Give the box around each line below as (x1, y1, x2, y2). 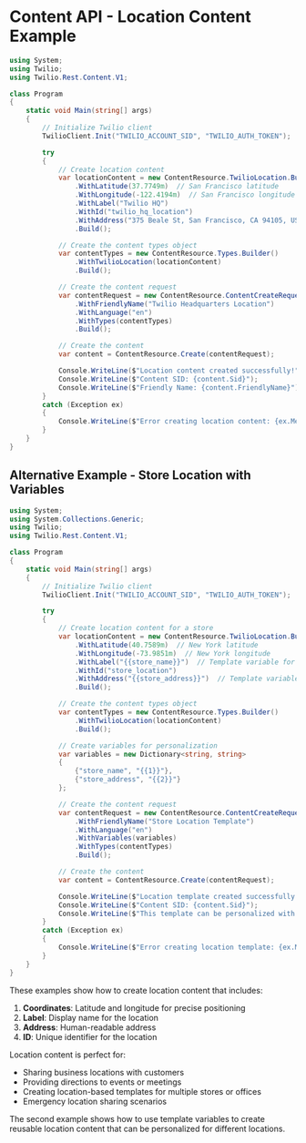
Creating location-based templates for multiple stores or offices (22, 1086, 262, 1097)
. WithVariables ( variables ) (74, 833, 178, 843)
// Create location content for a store (57, 624, 214, 633)
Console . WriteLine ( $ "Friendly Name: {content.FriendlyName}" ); (57, 383, 303, 393)
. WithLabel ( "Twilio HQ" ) (74, 199, 169, 209)
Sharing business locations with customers (22, 1066, 185, 1077)
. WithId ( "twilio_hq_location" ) (74, 207, 194, 216)
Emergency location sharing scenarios (22, 1096, 167, 1107)
